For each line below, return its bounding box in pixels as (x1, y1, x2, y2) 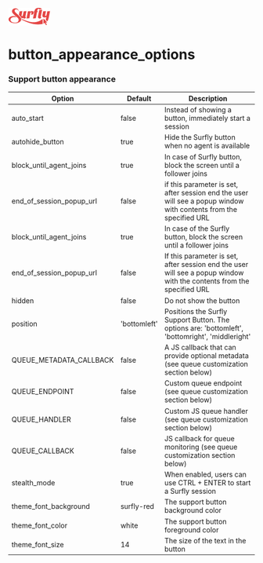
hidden (11, 295, 34, 305)
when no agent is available (164, 141, 250, 151)
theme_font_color (11, 521, 68, 530)
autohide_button (11, 137, 64, 146)
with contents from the (164, 204, 237, 214)
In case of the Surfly (164, 224, 230, 233)
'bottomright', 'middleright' (164, 331, 251, 341)
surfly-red (120, 501, 155, 510)
